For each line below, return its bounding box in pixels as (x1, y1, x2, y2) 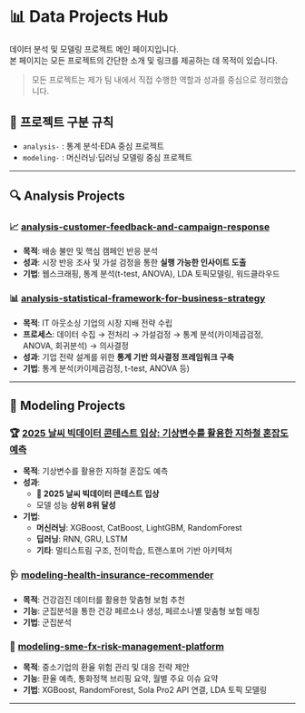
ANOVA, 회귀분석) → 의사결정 (22, 340, 129, 351)
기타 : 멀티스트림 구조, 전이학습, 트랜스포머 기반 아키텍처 (35, 545, 233, 556)
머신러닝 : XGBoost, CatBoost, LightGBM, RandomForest (35, 523, 242, 533)
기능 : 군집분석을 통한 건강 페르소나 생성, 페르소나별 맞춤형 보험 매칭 (22, 605, 261, 616)
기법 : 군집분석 (22, 617, 73, 628)
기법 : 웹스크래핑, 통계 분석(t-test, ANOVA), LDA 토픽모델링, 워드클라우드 (22, 269, 280, 279)
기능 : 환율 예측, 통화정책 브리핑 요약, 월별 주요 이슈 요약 (22, 673, 219, 684)
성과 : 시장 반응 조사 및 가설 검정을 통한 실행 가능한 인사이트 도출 (22, 257, 247, 268)
